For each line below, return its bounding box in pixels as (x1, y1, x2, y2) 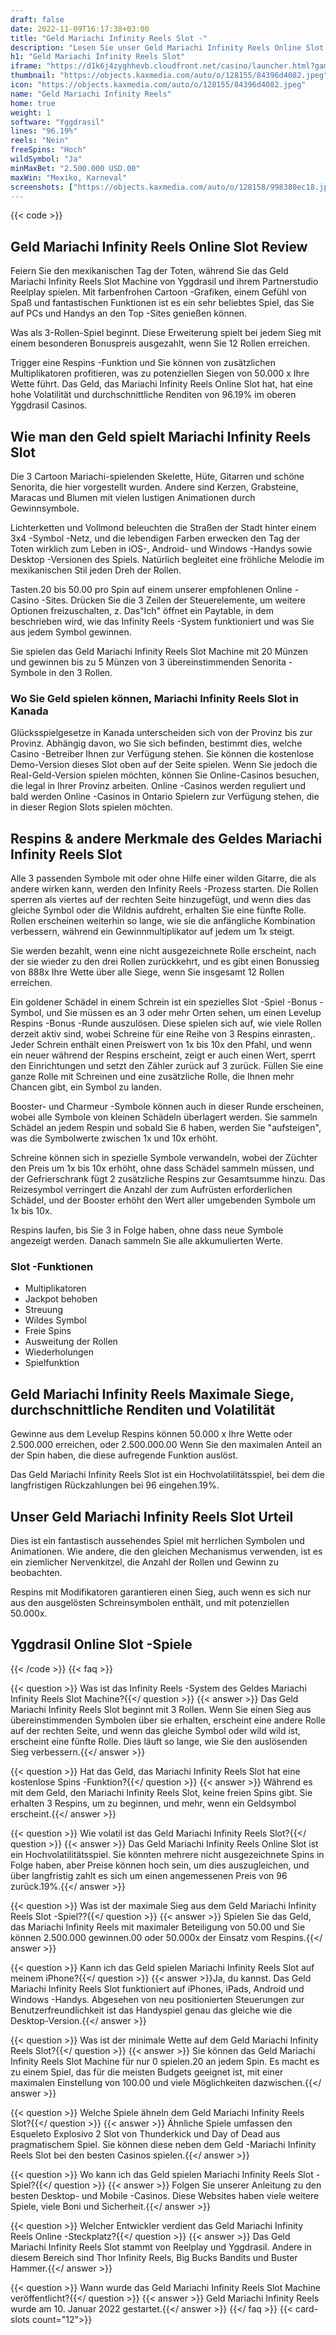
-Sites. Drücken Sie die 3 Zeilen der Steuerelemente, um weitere (41, 594, 306, 606)
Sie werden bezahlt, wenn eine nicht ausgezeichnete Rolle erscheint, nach (10, 945, 317, 957)
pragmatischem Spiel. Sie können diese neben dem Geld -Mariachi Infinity (10, 2138, 317, 2150)
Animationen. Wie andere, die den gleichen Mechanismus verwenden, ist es (10, 1546, 323, 1558)
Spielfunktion (24, 1357, 80, 1369)
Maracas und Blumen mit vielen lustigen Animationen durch (10, 492, 256, 503)
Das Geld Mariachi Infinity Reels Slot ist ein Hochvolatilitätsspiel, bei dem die (10, 1469, 325, 1481)
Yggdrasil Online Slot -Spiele (10, 1636, 193, 1653)
